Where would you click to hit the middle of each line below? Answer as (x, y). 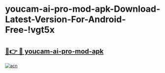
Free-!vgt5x (30, 30)
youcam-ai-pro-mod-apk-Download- (83, 9)
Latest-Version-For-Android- (66, 19)
